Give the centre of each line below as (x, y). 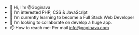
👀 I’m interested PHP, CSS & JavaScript (49, 12)
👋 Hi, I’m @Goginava (30, 7)
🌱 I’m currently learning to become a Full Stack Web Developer (72, 17)
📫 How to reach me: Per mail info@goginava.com (59, 28)
